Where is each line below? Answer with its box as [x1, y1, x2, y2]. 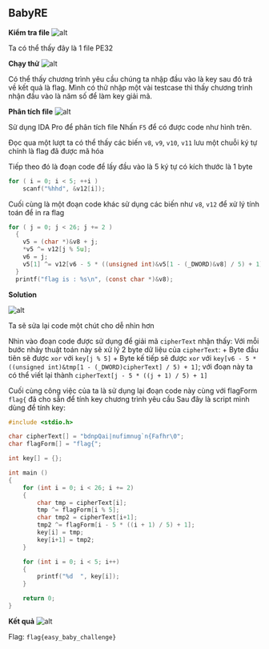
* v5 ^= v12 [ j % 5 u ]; [22, 246, 91, 254]
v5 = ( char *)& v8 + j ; [22, 238, 98, 246]
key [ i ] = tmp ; [37, 528, 84, 537]
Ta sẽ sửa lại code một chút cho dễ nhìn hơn [8, 320, 155, 331]
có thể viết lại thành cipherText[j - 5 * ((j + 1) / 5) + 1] [8, 370, 208, 379]
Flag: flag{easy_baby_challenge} [8, 631, 117, 641]
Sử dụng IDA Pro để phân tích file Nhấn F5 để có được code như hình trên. [8, 122, 252, 131]
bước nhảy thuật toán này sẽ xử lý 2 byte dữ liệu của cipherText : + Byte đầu [8, 344, 259, 355]
